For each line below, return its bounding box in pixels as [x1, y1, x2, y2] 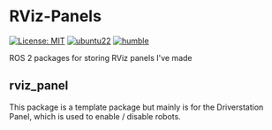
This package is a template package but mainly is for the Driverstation [9, 102, 264, 112]
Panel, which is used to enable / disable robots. [9, 111, 181, 121]
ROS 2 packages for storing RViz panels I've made [9, 52, 193, 63]
